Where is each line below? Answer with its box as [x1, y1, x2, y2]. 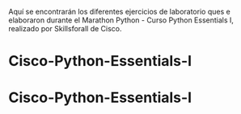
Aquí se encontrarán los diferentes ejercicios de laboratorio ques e [8, 7, 230, 16]
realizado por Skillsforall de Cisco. [8, 24, 122, 33]
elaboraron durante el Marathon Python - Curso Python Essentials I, [8, 15, 235, 25]
